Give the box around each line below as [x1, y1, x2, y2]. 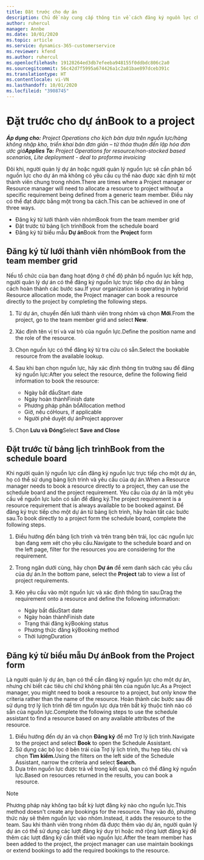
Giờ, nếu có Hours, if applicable [24, 408, 102, 415]
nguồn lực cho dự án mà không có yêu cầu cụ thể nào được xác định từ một [6, 171, 196, 179]
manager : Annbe [6, 26, 45, 32]
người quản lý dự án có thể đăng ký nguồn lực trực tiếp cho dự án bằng [6, 278, 185, 285]
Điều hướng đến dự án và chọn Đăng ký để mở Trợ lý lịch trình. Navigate [15, 733, 195, 740]
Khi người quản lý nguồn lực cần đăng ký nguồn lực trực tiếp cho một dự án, [6, 469, 197, 477]
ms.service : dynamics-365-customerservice [6, 43, 115, 49]
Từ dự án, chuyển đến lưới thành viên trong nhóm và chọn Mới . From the [15, 309, 195, 316]
